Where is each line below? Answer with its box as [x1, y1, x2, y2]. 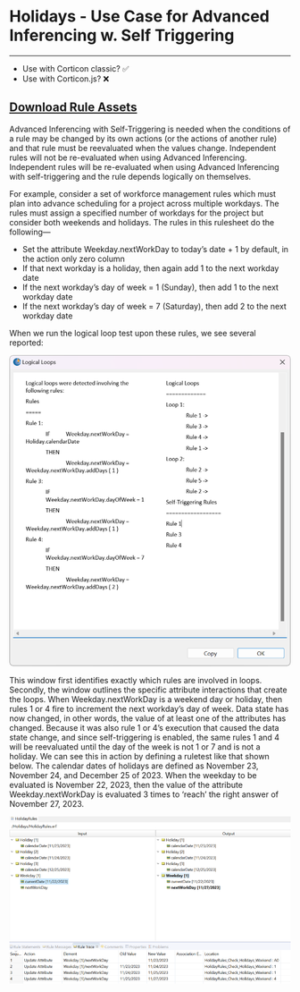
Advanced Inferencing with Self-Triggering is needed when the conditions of [9, 123, 291, 134]
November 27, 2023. [9, 799, 85, 810]
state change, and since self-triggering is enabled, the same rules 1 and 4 [9, 732, 279, 743]
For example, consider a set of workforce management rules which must [9, 188, 277, 199]
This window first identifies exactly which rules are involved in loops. [9, 675, 262, 686]
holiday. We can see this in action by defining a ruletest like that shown [9, 751, 270, 762]
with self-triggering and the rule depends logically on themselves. [9, 171, 252, 182]
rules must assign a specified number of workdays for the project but [9, 208, 264, 218]
